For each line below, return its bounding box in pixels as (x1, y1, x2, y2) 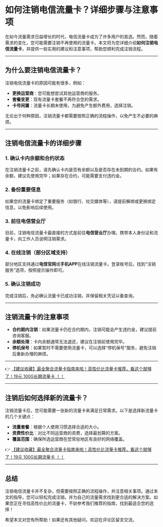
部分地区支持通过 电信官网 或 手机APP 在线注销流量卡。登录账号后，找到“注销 (5, 261, 156, 267)
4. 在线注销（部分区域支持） (5, 249, 71, 256)
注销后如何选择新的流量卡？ (5, 394, 88, 402)
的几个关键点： (5, 414, 35, 419)
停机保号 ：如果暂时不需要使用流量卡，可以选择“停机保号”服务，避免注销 (12, 345, 157, 351)
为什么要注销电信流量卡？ (5, 66, 81, 75)
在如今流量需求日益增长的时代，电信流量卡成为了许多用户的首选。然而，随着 (5, 34, 158, 39)
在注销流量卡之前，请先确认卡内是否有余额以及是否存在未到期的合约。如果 (5, 167, 154, 173)
